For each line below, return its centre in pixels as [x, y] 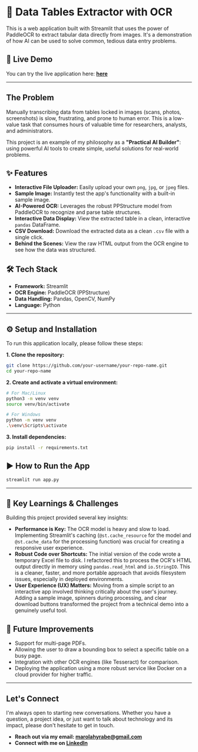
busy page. [28, 656]
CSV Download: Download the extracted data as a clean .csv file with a [102, 231]
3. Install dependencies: [36, 437]
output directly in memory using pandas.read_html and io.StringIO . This [102, 567]
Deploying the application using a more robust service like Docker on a [100, 668]
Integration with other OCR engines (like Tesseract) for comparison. [97, 662]
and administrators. [30, 131]
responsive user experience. [49, 548]
